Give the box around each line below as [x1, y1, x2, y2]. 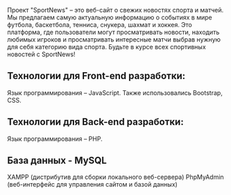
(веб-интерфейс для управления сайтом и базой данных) [7, 180, 178, 189]
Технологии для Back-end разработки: [7, 116, 184, 128]
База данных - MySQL [7, 155, 108, 167]
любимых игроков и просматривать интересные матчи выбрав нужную [7, 35, 221, 44]
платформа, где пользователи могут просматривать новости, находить [7, 28, 220, 36]
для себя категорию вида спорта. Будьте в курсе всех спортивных [7, 43, 206, 51]
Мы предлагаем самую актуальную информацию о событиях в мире [7, 13, 213, 22]
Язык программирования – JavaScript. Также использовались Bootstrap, [7, 88, 223, 96]
